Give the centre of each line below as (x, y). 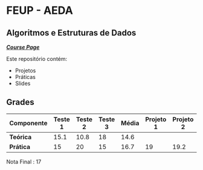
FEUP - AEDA (40, 11)
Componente (28, 123)
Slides (23, 83)
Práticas (25, 77)
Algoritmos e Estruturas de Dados (71, 33)
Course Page (23, 47)
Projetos (25, 71)
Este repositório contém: (37, 59)
